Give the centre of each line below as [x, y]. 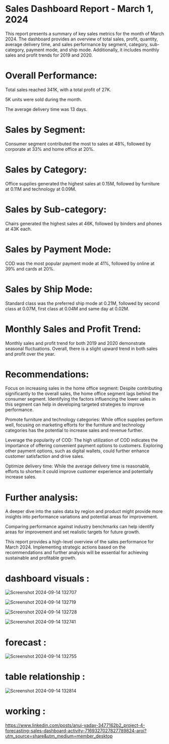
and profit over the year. [30, 354]
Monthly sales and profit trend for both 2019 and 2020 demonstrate [75, 343]
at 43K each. [18, 229]
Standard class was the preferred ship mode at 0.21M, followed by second [82, 303]
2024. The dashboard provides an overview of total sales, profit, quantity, [81, 39]
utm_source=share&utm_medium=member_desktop [59, 736]
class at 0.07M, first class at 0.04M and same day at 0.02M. [67, 308]
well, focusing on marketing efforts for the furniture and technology [75, 425]
